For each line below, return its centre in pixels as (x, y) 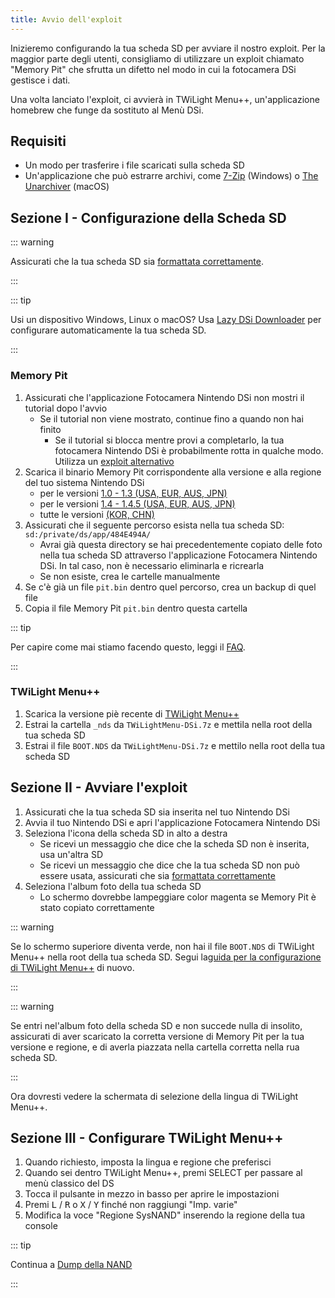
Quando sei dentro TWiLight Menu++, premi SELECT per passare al (163, 1173)
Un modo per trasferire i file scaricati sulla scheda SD (134, 165)
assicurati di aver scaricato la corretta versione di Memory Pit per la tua (157, 1036)
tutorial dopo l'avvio (66, 408)
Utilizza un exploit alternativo (114, 461)
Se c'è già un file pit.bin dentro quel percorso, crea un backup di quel (170, 587)
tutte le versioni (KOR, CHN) (97, 514)
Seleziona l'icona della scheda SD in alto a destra (126, 833)
